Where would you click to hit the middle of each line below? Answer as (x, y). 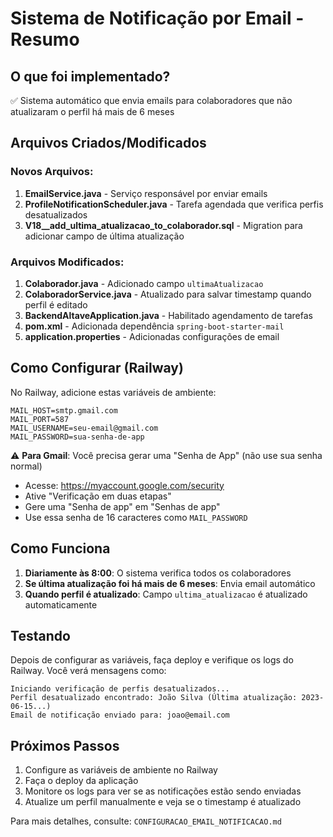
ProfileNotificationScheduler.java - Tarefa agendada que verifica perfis (174, 204)
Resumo (45, 39)
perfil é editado (56, 304)
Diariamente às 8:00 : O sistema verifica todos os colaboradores (158, 573)
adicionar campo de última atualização (104, 236)
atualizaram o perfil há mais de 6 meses (92, 111)
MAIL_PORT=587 (40, 419)
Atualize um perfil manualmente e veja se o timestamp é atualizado (163, 802)
